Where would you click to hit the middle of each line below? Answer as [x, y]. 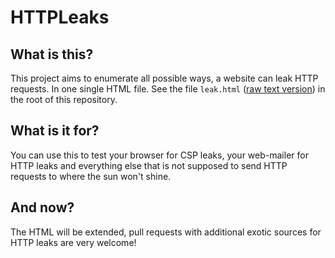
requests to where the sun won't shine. [91, 176]
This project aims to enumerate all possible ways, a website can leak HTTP [164, 78]
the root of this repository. [64, 99]
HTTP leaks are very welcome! [73, 242]
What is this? [52, 54]
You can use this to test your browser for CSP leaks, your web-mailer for [159, 155]
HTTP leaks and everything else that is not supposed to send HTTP [149, 165]
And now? [42, 207]
